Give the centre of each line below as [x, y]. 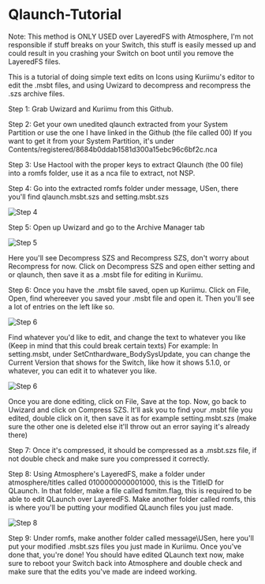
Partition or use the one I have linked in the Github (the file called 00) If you [130, 133]
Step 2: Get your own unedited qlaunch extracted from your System [118, 124]
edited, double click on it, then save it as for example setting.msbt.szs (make [132, 418]
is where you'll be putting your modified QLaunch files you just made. [121, 507]
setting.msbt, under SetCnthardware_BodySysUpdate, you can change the [129, 354]
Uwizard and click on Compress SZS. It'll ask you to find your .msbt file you [131, 410]
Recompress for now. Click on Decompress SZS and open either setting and [132, 266]
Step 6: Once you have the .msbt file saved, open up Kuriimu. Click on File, [129, 290]
